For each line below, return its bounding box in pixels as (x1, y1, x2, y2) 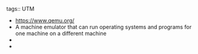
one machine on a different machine (15, 30, 107, 37)
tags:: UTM (6, 5, 35, 12)
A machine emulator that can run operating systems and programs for (15, 24, 192, 30)
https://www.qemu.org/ (15, 17, 75, 24)
